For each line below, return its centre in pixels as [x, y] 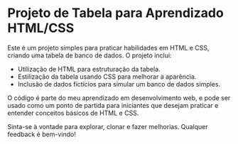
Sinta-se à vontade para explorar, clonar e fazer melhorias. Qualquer [108, 126]
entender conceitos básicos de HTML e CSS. [73, 113]
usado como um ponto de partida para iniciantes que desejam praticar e [113, 105]
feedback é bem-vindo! [42, 134]
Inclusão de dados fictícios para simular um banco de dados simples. [119, 84]
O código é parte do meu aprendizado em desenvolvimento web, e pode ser [119, 98]
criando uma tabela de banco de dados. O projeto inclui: [90, 55]
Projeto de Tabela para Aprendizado [115, 13]
